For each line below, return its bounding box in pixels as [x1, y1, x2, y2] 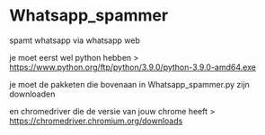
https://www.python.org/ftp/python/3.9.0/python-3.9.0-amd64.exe [9, 62, 256, 72]
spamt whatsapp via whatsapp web [9, 35, 141, 46]
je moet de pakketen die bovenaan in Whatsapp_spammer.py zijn [9, 79, 250, 89]
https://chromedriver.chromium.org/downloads [9, 115, 183, 126]
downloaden [9, 89, 56, 99]
